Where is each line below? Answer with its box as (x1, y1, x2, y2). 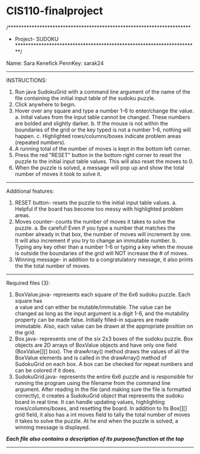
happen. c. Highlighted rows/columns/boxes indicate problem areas (14, 132, 182, 139)
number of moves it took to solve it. (14, 170, 102, 177)
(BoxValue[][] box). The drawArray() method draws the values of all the (14, 347, 189, 355)
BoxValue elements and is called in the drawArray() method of (14, 354, 167, 361)
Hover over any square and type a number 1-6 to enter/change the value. (14, 107, 194, 114)
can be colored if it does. (14, 367, 76, 374)
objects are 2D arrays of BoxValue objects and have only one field (14, 341, 177, 349)
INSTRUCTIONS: (6, 76, 47, 84)
